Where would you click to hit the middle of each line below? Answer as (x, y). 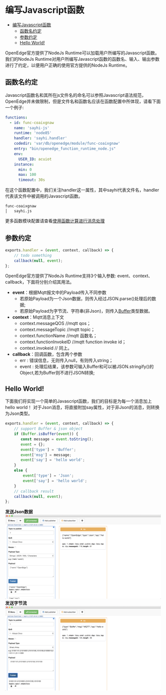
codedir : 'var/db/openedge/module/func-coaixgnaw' (67, 144)
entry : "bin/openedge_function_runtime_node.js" (65, 149)
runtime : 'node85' (33, 133)
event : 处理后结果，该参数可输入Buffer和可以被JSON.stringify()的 (87, 367)
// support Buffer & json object (48, 429)
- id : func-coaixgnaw (32, 123)
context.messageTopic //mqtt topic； (57, 329)
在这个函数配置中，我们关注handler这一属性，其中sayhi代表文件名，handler (82, 190)
